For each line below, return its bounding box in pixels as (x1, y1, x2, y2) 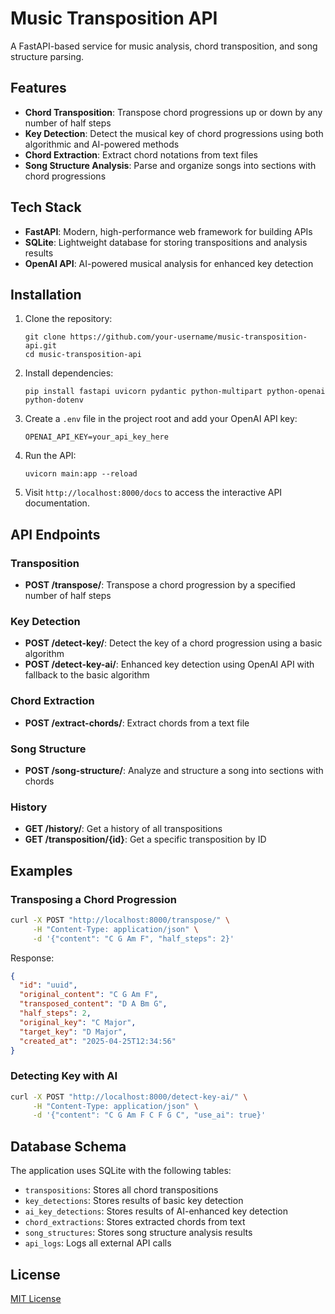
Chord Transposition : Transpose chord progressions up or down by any (24, 106, 323, 118)
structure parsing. (10, 50, 85, 62)
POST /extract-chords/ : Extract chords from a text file (24, 717, 250, 729)
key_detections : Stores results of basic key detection (24, 1195, 244, 1207)
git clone (24, 332, 67, 342)
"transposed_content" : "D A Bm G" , (19, 999, 168, 1009)
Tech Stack (10, 199, 82, 216)
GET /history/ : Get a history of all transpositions (24, 823, 223, 835)
